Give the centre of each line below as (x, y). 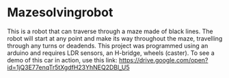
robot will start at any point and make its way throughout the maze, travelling (115, 38)
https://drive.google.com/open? (163, 60)
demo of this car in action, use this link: (62, 60)
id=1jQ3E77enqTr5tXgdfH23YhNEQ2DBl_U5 (68, 67)
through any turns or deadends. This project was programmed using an (108, 45)
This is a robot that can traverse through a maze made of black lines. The (110, 31)
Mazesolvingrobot (60, 13)
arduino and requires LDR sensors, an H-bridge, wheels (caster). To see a (111, 53)
